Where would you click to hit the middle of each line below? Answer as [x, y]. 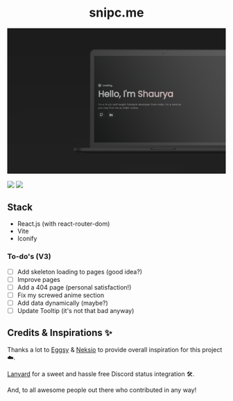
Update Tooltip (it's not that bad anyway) [76, 311]
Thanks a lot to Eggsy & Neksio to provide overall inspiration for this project [115, 349]
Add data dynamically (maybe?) [63, 303]
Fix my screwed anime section [61, 295]
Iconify [27, 239]
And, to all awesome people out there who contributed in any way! [102, 390]
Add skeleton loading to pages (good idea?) [80, 271]
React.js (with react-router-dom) [63, 224]
